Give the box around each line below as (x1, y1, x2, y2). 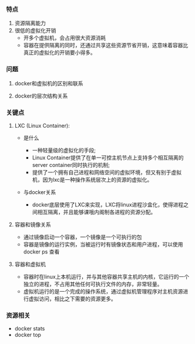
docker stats (14, 325, 45, 332)
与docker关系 (23, 188, 56, 195)
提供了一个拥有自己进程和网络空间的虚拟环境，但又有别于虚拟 (32, 169, 182, 176)
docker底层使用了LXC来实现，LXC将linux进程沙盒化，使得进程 (32, 201, 184, 208)
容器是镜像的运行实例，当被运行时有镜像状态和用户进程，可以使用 (23, 241, 183, 248)
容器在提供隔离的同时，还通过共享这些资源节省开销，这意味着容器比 (23, 42, 189, 49)
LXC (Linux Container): (14, 122, 70, 129)
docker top (14, 331, 41, 339)
